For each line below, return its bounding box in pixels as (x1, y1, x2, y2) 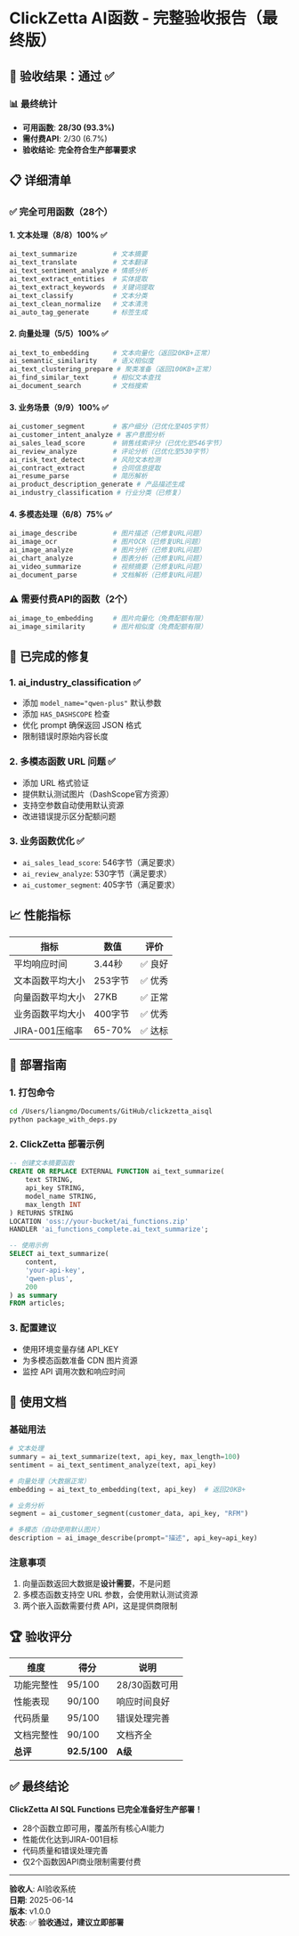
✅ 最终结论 (9, 1778, 69, 1794)
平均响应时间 (13, 958, 69, 970)
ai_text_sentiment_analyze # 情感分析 (9, 266, 149, 276)
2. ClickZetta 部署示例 (9, 1138, 105, 1150)
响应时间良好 (116, 1696, 171, 1708)
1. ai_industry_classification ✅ (9, 676, 141, 688)
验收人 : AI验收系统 (9, 1883, 77, 1894)
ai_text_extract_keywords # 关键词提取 (9, 282, 154, 292)
